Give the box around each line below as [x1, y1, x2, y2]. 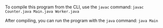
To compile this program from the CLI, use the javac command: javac [5, 4, 144, 10]
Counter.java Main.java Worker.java [5, 9, 79, 14]
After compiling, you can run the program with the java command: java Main [5, 18, 158, 23]
